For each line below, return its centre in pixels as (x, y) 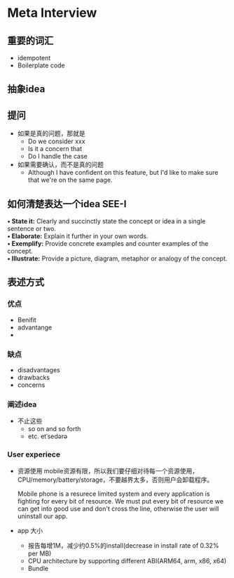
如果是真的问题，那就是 (51, 133)
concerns (31, 385)
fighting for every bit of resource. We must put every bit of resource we (121, 501)
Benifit (27, 320)
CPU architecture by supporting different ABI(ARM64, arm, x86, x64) (127, 560)
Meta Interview (52, 13)
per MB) (40, 553)
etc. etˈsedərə (48, 436)
